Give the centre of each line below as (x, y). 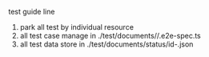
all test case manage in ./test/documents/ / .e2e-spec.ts (111, 36)
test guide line (32, 12)
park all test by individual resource (77, 27)
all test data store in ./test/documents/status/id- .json (107, 44)
